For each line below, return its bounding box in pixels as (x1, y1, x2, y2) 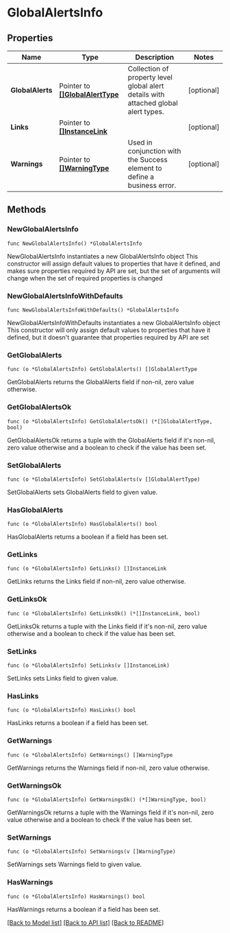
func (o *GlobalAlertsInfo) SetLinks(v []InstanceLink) (7, 662, 170, 670)
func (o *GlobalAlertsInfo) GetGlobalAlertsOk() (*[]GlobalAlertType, (7, 418, 213, 425)
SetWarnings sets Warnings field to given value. (7, 860, 142, 869)
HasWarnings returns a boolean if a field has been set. (7, 905, 161, 913)
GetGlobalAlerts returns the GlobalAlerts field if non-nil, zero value (7, 378, 194, 386)
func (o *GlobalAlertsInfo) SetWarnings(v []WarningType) (7, 849, 176, 855)
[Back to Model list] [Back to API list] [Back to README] (7, 918, 164, 927)
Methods (7, 204, 47, 215)
